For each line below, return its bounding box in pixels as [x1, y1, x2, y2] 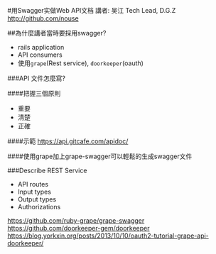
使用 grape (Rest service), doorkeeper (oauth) [17, 59, 144, 67]
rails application [17, 43, 65, 51]
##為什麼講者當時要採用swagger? [7, 29, 107, 37]
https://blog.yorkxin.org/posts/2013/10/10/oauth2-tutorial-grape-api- [7, 231, 210, 240]
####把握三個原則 [7, 89, 61, 97]
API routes [17, 180, 48, 188]
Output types [17, 195, 57, 204]
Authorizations [17, 203, 61, 211]
